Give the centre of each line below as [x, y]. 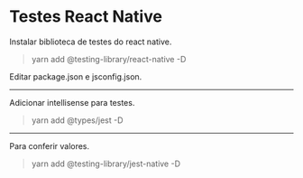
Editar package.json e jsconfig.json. [76, 76]
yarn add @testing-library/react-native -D [109, 59]
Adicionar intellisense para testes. [72, 102]
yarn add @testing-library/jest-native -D [106, 164]
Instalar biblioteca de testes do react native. [91, 42]
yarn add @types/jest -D [77, 120]
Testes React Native [86, 17]
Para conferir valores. [50, 145]
